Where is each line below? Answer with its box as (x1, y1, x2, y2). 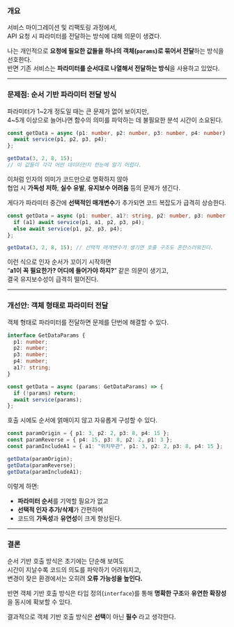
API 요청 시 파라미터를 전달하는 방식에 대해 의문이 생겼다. (7, 32, 162, 40)
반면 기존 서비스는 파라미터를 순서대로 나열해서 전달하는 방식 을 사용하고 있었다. (7, 64, 220, 72)
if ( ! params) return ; (13, 390, 77, 397)
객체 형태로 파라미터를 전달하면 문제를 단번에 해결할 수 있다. (7, 318, 169, 326)
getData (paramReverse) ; (7, 461, 77, 469)
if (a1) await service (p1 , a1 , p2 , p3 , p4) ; (13, 219, 145, 225)
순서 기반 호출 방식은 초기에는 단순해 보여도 (7, 557, 125, 565)
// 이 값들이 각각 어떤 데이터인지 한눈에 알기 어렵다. (7, 161, 142, 168)
